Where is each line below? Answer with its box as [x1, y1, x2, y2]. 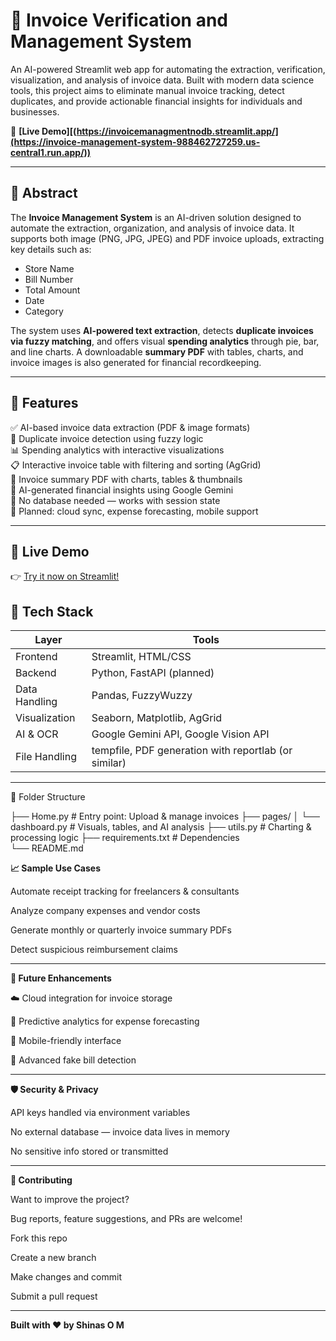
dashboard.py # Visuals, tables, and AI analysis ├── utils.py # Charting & [10, 821, 312, 833]
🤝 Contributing [10, 1174, 73, 1186]
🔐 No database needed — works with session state [10, 494, 221, 506]
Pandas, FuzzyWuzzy [91, 689, 193, 703]
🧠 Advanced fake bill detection [10, 1054, 137, 1066]
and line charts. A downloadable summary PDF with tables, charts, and [10, 345, 304, 358]
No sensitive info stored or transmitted [10, 1145, 169, 1158]
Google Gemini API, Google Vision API [91, 727, 270, 741]
